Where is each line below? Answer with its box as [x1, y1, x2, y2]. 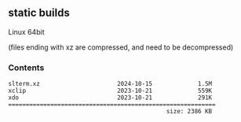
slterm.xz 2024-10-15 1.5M [8, 80, 213, 88]
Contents [8, 62, 45, 73]
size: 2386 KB [166, 108, 213, 116]
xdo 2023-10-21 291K [8, 94, 213, 102]
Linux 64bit [8, 27, 45, 36]
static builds [8, 6, 71, 20]
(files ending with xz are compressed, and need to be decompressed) [8, 43, 234, 52]
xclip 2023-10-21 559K [8, 87, 213, 95]
